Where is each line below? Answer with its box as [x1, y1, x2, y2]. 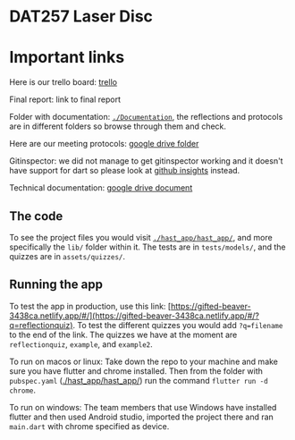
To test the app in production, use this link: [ [9, 300, 172, 311]
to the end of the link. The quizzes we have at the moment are [9, 329, 238, 340]
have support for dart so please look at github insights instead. [9, 165, 240, 176]
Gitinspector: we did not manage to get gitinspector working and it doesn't [9, 156, 283, 166]
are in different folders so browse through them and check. [9, 121, 226, 131]
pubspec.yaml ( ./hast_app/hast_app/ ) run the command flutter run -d [9, 375, 268, 385]
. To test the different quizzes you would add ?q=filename [72, 319, 283, 330]
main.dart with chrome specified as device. [9, 420, 170, 431]
